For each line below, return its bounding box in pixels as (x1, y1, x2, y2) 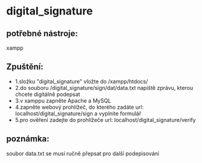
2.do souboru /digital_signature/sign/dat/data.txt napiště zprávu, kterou (15, 84, 194, 91)
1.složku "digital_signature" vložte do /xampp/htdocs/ (15, 77, 148, 85)
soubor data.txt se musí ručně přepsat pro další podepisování (6, 150, 159, 157)
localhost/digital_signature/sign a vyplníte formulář (15, 110, 142, 117)
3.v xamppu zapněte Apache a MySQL (15, 97, 111, 104)
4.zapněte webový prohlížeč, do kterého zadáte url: (15, 103, 144, 110)
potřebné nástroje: (6, 28, 78, 39)
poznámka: (6, 134, 50, 144)
